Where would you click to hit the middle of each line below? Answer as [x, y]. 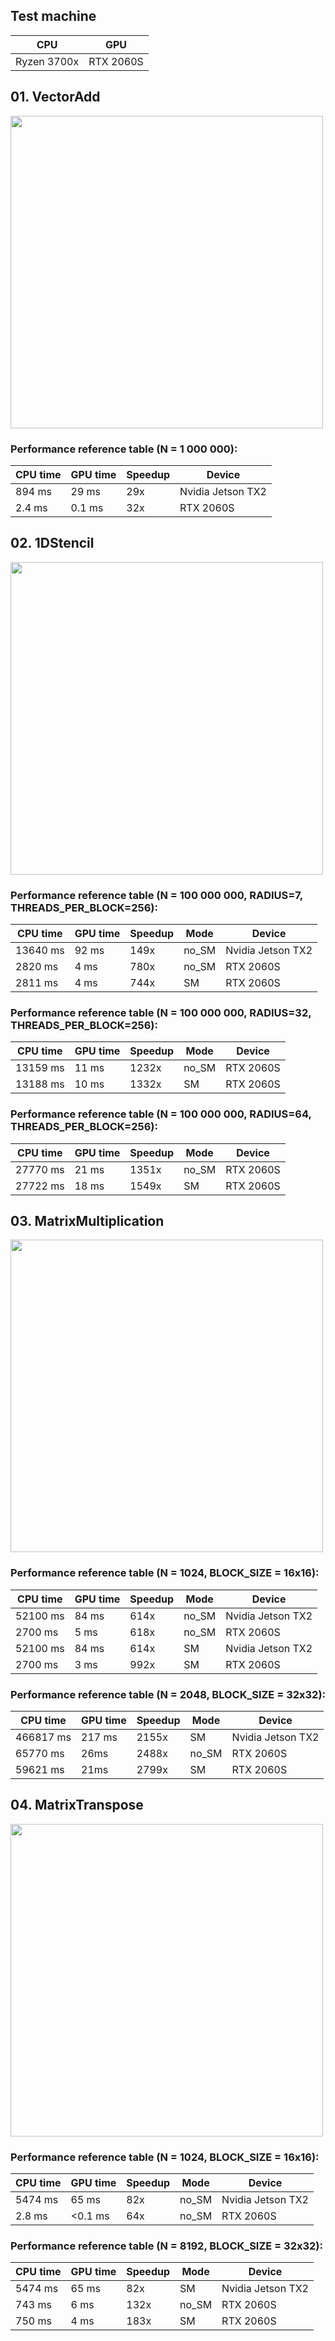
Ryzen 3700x [47, 61]
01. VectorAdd [55, 97]
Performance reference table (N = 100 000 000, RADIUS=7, [156, 895]
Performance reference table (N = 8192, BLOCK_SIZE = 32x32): [166, 2246]
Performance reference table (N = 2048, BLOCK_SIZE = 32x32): [168, 1694]
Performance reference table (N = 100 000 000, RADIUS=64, [161, 1114]
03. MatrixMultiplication [87, 1221]
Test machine [53, 16]
